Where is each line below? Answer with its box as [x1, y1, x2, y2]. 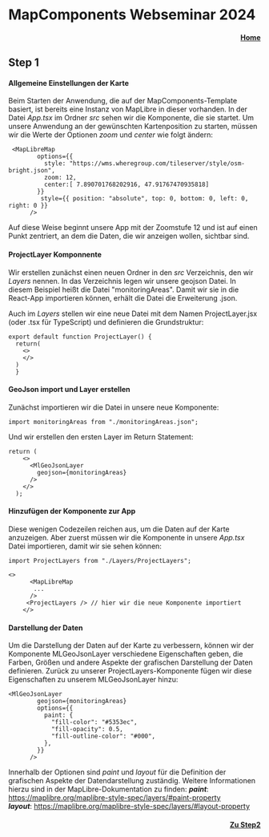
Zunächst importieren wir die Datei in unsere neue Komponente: [8, 402, 219, 412]
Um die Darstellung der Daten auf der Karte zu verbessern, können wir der [8, 641, 255, 650]
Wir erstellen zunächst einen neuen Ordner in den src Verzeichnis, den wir [8, 267, 254, 277]
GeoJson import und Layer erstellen [8, 385, 130, 394]
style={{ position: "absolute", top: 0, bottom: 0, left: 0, [40, 195, 249, 203]
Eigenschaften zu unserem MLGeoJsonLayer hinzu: [8, 675, 179, 685]
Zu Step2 [229, 819, 261, 829]
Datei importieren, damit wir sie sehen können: [8, 541, 163, 551]
